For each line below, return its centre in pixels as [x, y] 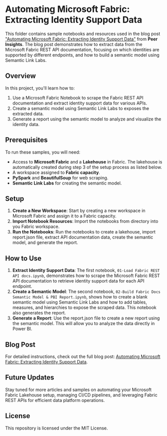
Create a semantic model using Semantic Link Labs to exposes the [81, 108]
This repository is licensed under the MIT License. [57, 428]
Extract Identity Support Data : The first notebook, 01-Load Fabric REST [86, 270]
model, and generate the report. [45, 242]
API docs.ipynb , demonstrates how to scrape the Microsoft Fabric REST [86, 275]
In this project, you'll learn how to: [40, 88]
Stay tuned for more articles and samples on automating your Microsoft [79, 389]
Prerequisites [26, 140]
